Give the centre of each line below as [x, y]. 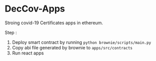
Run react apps [28, 53]
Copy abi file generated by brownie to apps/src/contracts [72, 47]
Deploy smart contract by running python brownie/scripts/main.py [82, 42]
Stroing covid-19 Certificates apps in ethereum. [54, 23]
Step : [11, 32]
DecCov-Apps [35, 9]
